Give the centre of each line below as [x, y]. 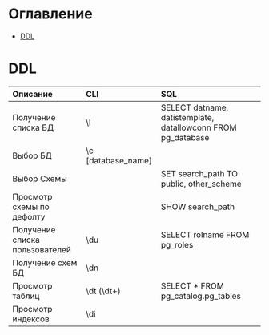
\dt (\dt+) [103, 291]
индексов [31, 319]
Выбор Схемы [40, 179]
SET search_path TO [199, 173]
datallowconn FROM [199, 127]
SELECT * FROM [192, 285]
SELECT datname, [195, 107]
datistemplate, [187, 117]
